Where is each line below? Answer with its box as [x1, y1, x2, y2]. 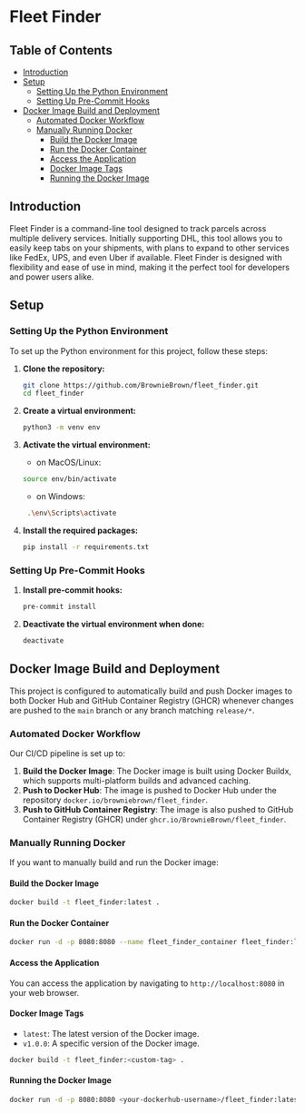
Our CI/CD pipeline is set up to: [9, 747, 125, 759]
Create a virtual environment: [22, 406, 136, 417]
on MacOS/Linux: [35, 457, 102, 468]
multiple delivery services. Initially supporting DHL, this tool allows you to [9, 232, 283, 243]
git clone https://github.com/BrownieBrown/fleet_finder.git [22, 380, 260, 389]
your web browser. [9, 987, 80, 998]
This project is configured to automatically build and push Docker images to [9, 685, 293, 696]
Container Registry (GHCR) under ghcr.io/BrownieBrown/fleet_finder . [22, 813, 287, 824]
